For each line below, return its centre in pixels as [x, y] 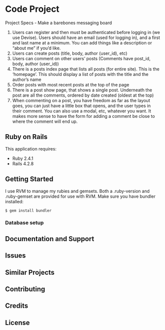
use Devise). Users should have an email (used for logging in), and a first [86, 37]
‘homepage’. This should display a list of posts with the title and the [80, 74]
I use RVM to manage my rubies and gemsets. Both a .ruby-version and [77, 191]
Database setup [25, 223]
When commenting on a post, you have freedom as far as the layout [81, 100]
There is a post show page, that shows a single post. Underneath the [82, 90]
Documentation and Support [50, 238]
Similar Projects [30, 272]
